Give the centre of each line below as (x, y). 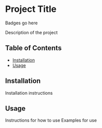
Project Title (31, 9)
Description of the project (32, 32)
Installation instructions (29, 93)
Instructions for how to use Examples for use (51, 121)
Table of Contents (34, 48)
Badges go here (22, 23)
